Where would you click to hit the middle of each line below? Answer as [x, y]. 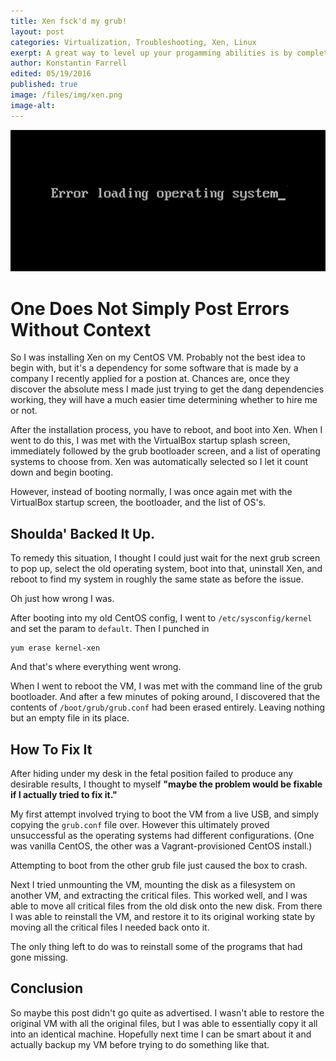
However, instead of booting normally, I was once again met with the [151, 492]
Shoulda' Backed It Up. [82, 533]
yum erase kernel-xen [55, 648]
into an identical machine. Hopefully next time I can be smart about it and [161, 1034]
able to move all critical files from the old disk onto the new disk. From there [166, 906]
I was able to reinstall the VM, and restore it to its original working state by [163, 916]
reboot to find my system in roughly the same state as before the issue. [157, 579]
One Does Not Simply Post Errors [150, 308]
